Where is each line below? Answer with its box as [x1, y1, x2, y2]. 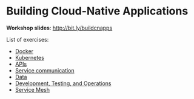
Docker [15, 47, 34, 55]
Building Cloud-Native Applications [6, 4, 189, 18]
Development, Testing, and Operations [15, 80, 112, 87]
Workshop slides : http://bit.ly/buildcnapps [6, 24, 113, 31]
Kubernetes [15, 54, 44, 61]
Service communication [15, 66, 75, 74]
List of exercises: [6, 36, 49, 43]
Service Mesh [15, 86, 50, 93]
